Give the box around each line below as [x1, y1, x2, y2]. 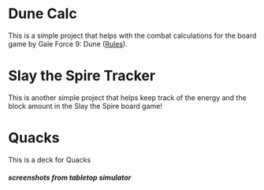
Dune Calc [8, 5, 77, 23]
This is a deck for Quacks [8, 155, 91, 164]
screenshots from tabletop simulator [8, 173, 132, 182]
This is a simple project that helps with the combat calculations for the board [8, 31, 257, 40]
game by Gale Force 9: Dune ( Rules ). [8, 39, 128, 48]
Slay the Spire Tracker [8, 67, 156, 85]
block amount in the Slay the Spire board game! [8, 101, 163, 110]
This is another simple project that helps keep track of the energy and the [8, 92, 247, 102]
